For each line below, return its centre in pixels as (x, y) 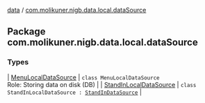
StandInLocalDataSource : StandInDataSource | (75, 92)
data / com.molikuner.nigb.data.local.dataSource (77, 10)
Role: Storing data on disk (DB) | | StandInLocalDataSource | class (102, 84)
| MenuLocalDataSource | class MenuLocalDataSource (83, 77)
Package (27, 31)
